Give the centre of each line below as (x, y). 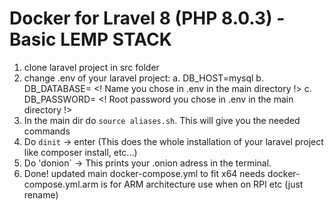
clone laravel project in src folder (91, 67)
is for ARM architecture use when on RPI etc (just (202, 184)
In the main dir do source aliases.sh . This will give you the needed (162, 120)
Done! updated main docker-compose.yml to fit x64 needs (144, 173)
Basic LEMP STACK (90, 39)
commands (47, 131)
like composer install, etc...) (80, 152)
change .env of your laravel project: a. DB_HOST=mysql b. (143, 78)
